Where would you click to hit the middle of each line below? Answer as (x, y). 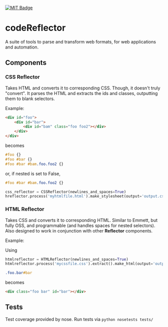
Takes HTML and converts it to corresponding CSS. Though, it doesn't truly (83, 88)
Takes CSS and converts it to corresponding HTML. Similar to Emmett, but (81, 220)
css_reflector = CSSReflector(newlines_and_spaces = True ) (66, 192)
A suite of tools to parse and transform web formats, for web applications (81, 41)
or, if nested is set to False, (33, 173)
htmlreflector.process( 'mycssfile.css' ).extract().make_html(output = (79, 264)
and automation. (22, 47)
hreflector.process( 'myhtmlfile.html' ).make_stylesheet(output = (73, 196)
